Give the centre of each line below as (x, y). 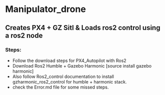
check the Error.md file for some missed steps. (60, 87)
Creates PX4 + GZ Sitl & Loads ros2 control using (83, 28)
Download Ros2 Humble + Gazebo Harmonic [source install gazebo (82, 65)
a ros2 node (24, 35)
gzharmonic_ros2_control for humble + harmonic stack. (69, 81)
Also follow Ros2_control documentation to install (63, 76)
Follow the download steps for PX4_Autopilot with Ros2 (69, 60)
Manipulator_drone (45, 9)
